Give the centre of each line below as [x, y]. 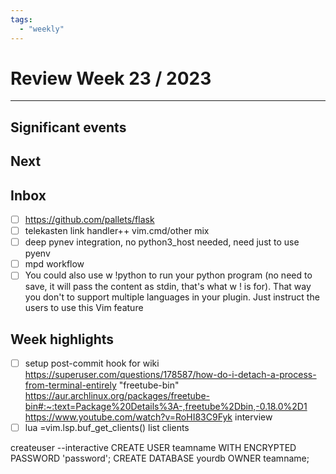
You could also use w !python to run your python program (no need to [168, 275]
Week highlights [62, 339]
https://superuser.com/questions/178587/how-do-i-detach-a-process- [170, 375]
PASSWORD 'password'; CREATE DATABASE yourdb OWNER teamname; [160, 458]
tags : [21, 19]
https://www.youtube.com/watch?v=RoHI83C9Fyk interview [148, 417]
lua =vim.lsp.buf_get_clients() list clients [107, 428]
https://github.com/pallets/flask [89, 220]
